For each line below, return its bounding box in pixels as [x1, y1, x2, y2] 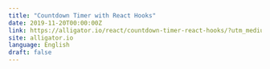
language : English [8, 41, 70, 49]
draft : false [8, 48, 52, 56]
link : [8, 26, 27, 34]
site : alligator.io [8, 33, 74, 42]
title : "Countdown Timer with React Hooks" [8, 11, 157, 20]
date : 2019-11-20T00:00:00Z [8, 19, 103, 27]
